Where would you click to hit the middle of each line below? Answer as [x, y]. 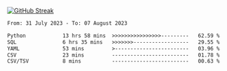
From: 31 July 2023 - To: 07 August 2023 [67, 23]
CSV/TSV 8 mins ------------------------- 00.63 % [113, 61]
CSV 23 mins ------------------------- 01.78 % [113, 55]
